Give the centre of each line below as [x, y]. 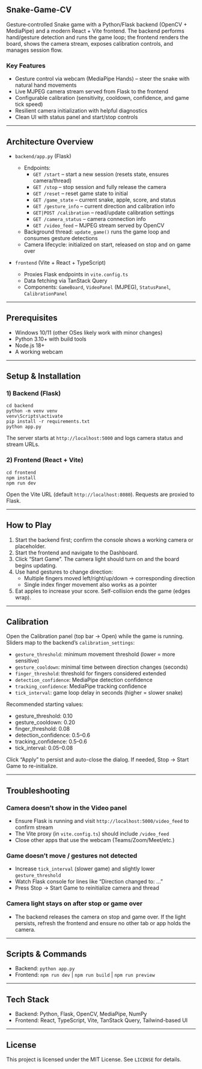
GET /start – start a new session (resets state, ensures [101, 174]
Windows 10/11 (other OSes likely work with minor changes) [89, 332]
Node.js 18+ [30, 345]
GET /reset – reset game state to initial [80, 193]
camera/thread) [52, 181]
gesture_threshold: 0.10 [44, 716]
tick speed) [29, 104]
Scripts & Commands [47, 954]
